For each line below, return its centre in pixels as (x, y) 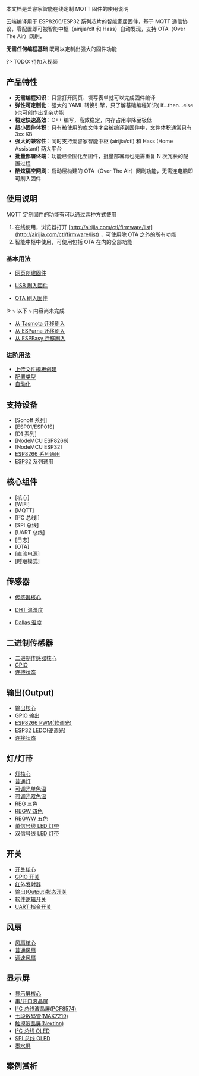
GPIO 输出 (27, 715)
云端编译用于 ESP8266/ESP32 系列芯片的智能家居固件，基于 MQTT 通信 (94, 21)
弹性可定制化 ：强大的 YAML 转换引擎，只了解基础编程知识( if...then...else (104, 105)
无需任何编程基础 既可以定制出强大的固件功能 (61, 49)
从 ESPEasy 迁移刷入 (40, 338)
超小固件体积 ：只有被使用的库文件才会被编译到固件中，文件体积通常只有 (103, 127)
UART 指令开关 (33, 906)
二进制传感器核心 (36, 658)
